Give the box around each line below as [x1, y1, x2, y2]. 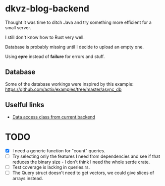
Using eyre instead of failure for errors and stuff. [5, 53, 105, 60]
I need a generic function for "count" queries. [12, 147, 106, 154]
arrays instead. [12, 175, 43, 181]
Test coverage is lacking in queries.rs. [12, 164, 90, 170]
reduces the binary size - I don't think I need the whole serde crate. [12, 159, 150, 165]
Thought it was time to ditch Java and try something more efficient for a [5, 19, 152, 25]
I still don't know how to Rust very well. [5, 34, 85, 40]
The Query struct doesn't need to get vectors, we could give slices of [12, 170, 155, 176]
